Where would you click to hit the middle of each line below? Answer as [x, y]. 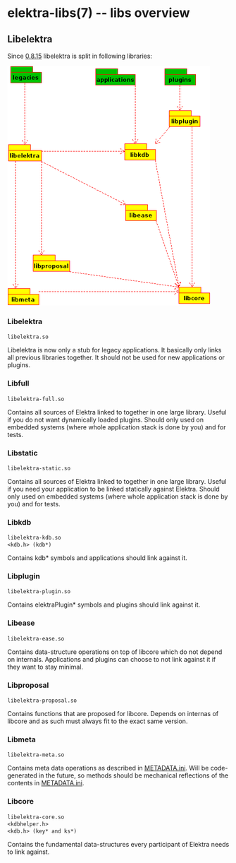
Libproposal [28, 685]
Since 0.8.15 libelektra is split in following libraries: [80, 56]
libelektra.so [28, 337]
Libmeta [22, 739]
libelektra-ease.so [36, 638]
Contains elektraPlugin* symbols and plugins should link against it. [104, 605]
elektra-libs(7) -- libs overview [99, 13]
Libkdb [19, 522]
